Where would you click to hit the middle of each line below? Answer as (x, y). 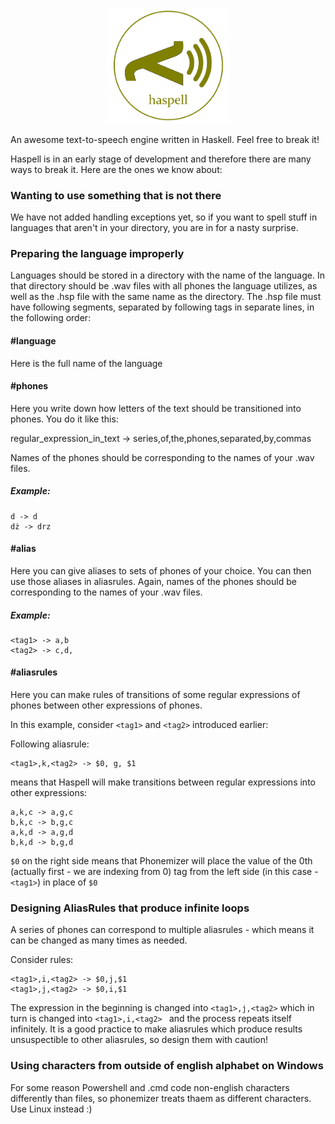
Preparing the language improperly (97, 253)
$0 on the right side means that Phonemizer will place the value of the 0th (161, 861)
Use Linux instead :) (51, 1109)
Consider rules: (42, 960)
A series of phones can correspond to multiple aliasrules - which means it (162, 930)
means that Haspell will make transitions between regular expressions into (163, 782)
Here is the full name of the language (86, 363)
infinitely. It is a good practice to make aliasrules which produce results (156, 1029)
